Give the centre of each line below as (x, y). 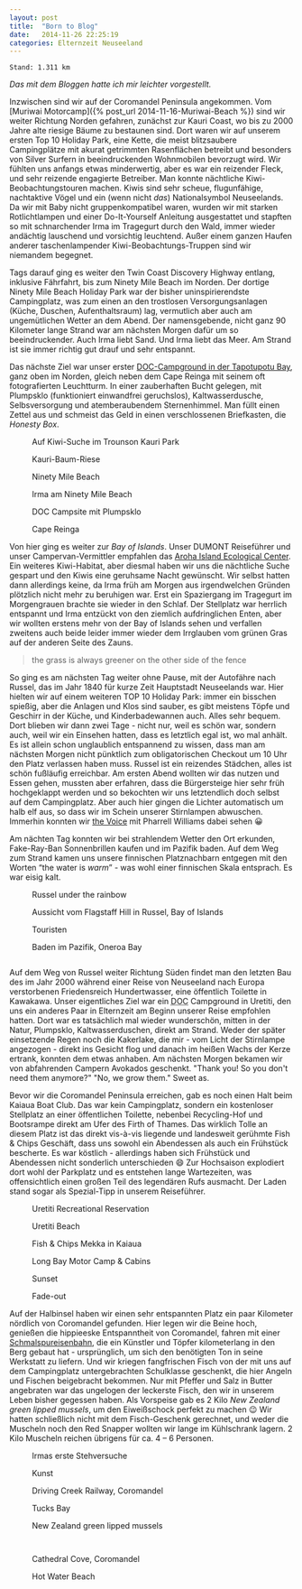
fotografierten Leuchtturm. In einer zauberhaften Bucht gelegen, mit (136, 386)
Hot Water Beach (64, 1576)
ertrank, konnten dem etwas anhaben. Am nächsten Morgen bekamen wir (146, 1059)
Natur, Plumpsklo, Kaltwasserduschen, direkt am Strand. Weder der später (147, 1030)
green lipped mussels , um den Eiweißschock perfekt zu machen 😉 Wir (141, 1409)
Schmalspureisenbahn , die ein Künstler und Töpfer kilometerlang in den (142, 1343)
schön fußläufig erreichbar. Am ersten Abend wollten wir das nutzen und (144, 773)
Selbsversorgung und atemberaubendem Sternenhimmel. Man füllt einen (145, 405)
